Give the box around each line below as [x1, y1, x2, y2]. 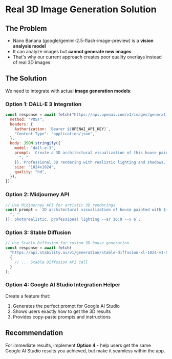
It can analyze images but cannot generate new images [12, 49, 132, 54]
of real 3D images [12, 59, 51, 65]
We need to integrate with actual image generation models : [5, 88, 132, 94]
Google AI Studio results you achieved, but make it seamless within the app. [5, 347, 165, 354]
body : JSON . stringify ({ [10, 141, 60, 146]
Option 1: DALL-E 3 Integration [5, 100, 82, 108]
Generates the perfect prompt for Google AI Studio [12, 303, 120, 309]
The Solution [5, 74, 47, 83]
